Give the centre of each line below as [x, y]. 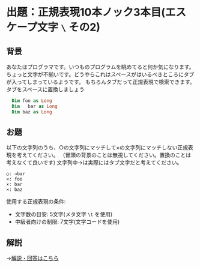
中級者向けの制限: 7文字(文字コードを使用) [67, 222]
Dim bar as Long [35, 106]
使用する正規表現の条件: [36, 202]
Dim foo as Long [32, 101]
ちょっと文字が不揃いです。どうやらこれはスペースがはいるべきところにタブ [100, 74]
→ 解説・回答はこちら [32, 258]
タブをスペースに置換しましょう [46, 89]
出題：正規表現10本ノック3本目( [86, 12]
